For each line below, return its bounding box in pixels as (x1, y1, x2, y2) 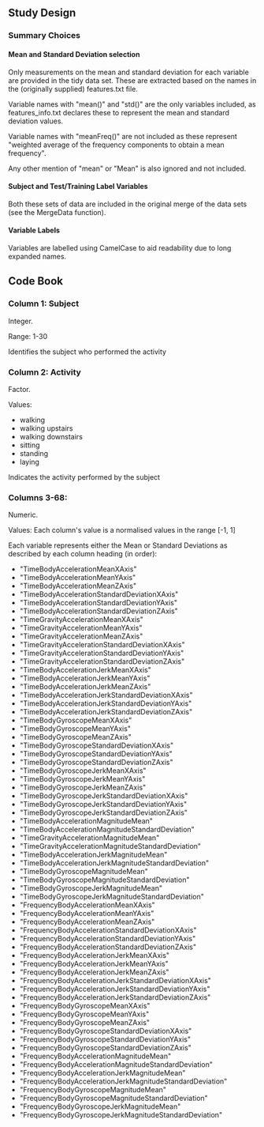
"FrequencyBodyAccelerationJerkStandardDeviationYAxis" (19, 984, 210, 994)
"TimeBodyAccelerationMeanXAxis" (19, 564, 137, 574)
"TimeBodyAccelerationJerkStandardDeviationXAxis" (19, 691, 193, 700)
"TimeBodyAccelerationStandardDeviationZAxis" (19, 606, 179, 616)
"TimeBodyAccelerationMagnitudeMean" (19, 816, 154, 826)
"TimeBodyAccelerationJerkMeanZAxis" (19, 682, 151, 692)
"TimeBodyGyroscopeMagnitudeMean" (19, 867, 148, 876)
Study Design (8, 6, 76, 20)
